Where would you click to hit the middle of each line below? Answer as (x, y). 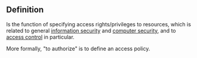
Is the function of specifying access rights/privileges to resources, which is (98, 24)
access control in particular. (40, 37)
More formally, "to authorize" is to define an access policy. (78, 48)
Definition (25, 10)
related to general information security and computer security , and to (91, 30)
